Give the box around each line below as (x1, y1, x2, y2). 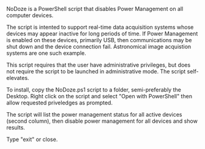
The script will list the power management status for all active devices (6, 111, 182, 118)
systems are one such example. (6, 49, 87, 57)
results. (6, 124, 26, 131)
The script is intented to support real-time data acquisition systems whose (6, 24, 194, 31)
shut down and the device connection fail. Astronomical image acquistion (6, 43, 192, 50)
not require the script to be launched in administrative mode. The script (6, 68, 186, 75)
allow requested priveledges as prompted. (6, 99, 113, 106)
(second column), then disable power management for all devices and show (6, 117, 198, 125)
